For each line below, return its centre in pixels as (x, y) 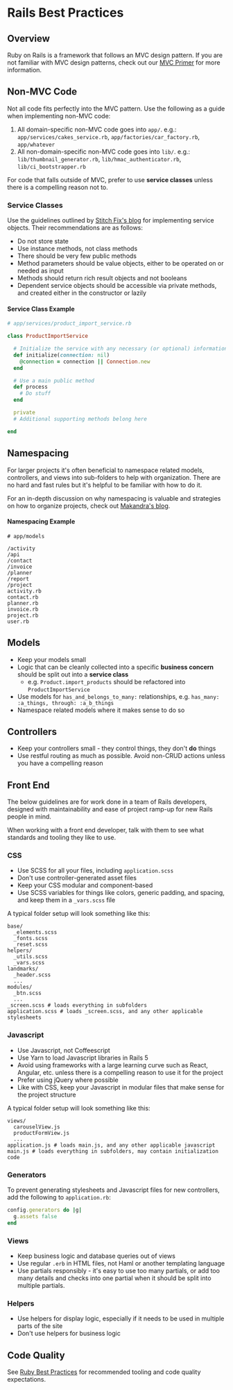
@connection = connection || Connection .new (85, 362)
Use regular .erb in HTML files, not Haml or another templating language (121, 1263)
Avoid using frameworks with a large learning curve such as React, (112, 1065)
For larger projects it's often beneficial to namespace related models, (106, 470)
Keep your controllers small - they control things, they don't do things (116, 748)
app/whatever (36, 145)
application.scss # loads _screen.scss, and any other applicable (105, 1012)
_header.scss (32, 975)
